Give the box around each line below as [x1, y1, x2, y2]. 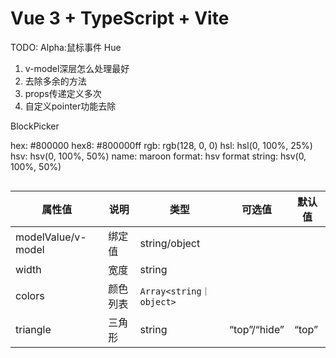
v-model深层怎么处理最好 [24, 62, 130, 74]
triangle [15, 322, 52, 336]
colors [15, 288, 45, 302]
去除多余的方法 [24, 75, 87, 87]
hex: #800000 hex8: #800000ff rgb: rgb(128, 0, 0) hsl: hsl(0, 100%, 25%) [10, 139, 313, 151]
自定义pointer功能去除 [24, 100, 117, 112]
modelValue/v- [15, 230, 87, 244]
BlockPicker [10, 120, 60, 132]
